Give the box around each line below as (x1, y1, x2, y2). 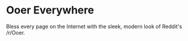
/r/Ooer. (6, 29, 25, 36)
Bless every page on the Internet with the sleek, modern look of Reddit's (6, 23, 182, 30)
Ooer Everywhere (6, 4, 95, 17)
